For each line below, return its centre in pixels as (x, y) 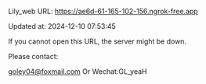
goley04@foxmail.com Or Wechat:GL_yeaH (78, 72)
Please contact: (33, 56)
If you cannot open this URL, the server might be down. (97, 41)
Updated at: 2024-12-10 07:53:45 (62, 26)
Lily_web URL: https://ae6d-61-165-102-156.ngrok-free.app (103, 11)
